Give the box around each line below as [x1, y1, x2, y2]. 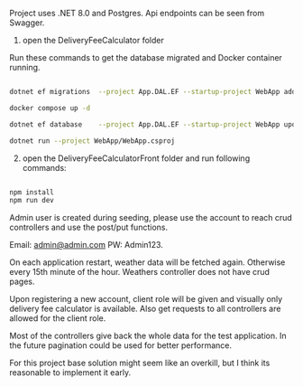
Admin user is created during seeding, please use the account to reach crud [9, 212, 293, 223]
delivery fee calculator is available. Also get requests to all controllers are [9, 303, 281, 315]
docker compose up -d [9, 103, 91, 112]
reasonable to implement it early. [9, 367, 132, 378]
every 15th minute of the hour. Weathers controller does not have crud [9, 267, 271, 278]
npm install [9, 187, 54, 197]
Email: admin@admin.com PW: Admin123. [9, 240, 164, 250]
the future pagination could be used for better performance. [9, 340, 233, 351]
